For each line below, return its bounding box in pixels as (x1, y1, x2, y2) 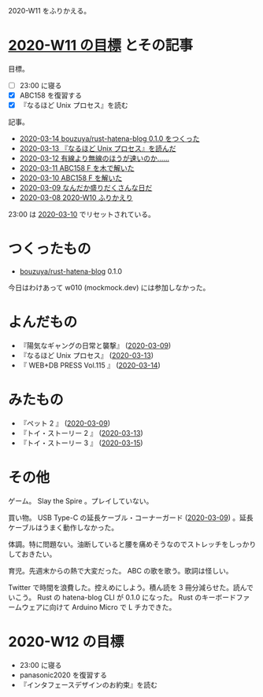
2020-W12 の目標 (8, 633, 124, 651)
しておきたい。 (8, 549, 57, 559)
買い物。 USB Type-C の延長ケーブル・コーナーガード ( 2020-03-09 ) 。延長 (8, 513, 254, 522)
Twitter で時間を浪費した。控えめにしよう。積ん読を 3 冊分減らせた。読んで (8, 582, 254, 592)
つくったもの (8, 240, 92, 258)
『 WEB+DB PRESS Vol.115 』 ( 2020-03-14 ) (19, 360, 161, 370)
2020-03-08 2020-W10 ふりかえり (19, 193, 134, 202)
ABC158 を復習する (19, 90, 83, 100)
